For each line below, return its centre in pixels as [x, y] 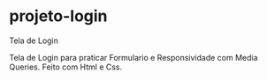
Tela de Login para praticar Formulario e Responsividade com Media [133, 57]
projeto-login [58, 16]
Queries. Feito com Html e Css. [66, 67]
